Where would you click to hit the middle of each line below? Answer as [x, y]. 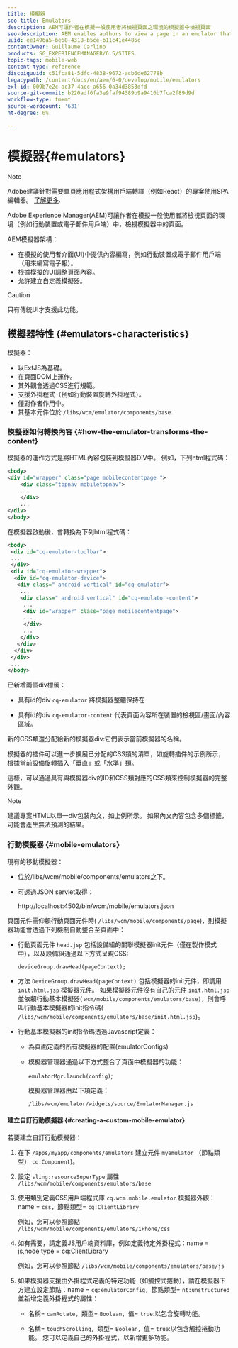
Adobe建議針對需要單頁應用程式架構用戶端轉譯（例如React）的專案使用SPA [118, 191]
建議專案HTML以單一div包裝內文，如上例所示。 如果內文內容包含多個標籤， [118, 816]
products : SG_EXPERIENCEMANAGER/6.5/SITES [71, 54]
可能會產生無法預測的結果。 [48, 824]
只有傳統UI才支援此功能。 [45, 309]
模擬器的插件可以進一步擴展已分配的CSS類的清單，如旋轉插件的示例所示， [116, 754]
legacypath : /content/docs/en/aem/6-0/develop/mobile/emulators [104, 80]
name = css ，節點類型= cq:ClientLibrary [78, 1206]
